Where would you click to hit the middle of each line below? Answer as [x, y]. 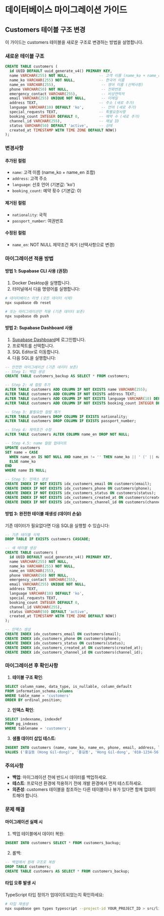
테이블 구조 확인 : [28, 677]
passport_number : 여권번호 [38, 221]
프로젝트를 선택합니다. [33, 345]
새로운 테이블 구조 [25, 56]
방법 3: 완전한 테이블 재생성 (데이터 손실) [43, 514]
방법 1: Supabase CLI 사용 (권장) [37, 271]
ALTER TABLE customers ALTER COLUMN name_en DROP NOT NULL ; [68, 435]
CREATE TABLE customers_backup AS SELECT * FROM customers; [68, 376]
